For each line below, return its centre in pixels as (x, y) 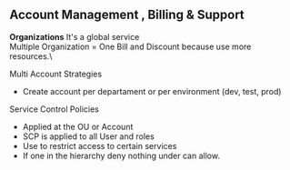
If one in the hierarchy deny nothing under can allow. (121, 155)
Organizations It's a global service (75, 36)
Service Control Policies (55, 109)
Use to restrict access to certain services (100, 145)
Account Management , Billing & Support (127, 15)
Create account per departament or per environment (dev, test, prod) (152, 91)
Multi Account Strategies (56, 74)
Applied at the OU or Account (78, 126)
